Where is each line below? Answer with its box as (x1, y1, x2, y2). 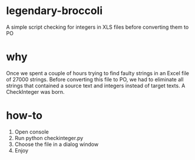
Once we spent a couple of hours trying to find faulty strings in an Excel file (6, 69, 190, 77)
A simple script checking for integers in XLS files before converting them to (6, 23, 189, 30)
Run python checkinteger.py (14, 134, 84, 141)
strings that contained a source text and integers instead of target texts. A (6, 82, 186, 89)
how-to (6, 109, 43, 122)
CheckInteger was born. (6, 88, 65, 95)
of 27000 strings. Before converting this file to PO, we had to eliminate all (6, 76, 184, 83)
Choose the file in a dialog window (14, 141, 99, 148)
